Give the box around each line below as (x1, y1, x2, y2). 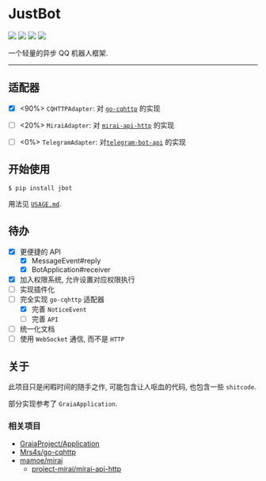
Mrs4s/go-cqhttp (19, 448, 77, 457)
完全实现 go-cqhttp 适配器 (19, 294, 105, 304)
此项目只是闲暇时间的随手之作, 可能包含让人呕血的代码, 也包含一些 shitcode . (8, 382, 257, 392)
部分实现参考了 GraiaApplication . (8, 399, 118, 408)
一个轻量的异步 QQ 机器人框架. (8, 48, 108, 58)
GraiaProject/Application (19, 439, 101, 449)
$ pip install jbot (8, 184, 73, 192)
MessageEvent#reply (31, 256, 101, 265)
